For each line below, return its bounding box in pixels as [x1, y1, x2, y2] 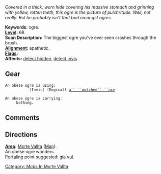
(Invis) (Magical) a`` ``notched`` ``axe [29, 87, 115, 92]
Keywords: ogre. [5, 24, 40, 30]
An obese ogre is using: [5, 83, 56, 88]
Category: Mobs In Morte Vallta [5, 164, 69, 170]
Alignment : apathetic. [5, 45, 50, 51]
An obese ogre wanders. [5, 149, 55, 155]
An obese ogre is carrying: [5, 96, 63, 101]
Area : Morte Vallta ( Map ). [5, 143, 57, 149]
